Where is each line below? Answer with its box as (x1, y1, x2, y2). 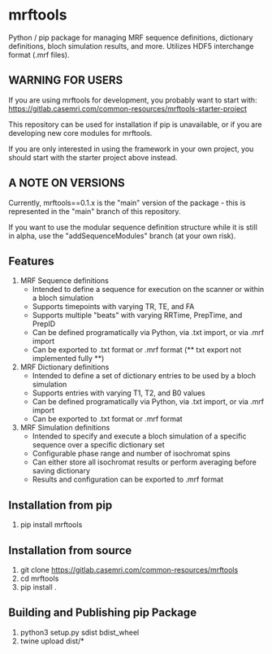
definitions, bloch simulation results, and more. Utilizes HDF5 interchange (8, 41, 254, 50)
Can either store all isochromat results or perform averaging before (32, 457, 257, 467)
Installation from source (8, 543, 132, 557)
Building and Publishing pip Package (8, 606, 197, 620)
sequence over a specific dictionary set (32, 440, 165, 450)
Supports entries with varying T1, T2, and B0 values (32, 388, 205, 398)
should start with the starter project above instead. (8, 152, 178, 162)
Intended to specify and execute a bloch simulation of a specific (32, 431, 247, 441)
